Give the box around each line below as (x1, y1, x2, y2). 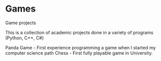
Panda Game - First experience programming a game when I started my (5, 44, 156, 50)
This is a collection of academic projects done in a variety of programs (5, 29, 154, 35)
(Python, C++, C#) (5, 35, 44, 41)
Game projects (5, 20, 37, 26)
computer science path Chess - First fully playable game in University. (5, 50, 153, 56)
